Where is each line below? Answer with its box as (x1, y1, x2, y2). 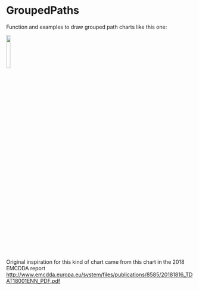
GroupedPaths (6, 4, 79, 17)
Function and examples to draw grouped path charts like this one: (6, 23, 167, 30)
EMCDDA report (6, 264, 46, 272)
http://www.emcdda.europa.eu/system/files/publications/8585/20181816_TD (6, 271, 193, 278)
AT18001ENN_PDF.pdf (6, 277, 61, 284)
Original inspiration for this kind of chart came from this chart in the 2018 (6, 258, 185, 266)
